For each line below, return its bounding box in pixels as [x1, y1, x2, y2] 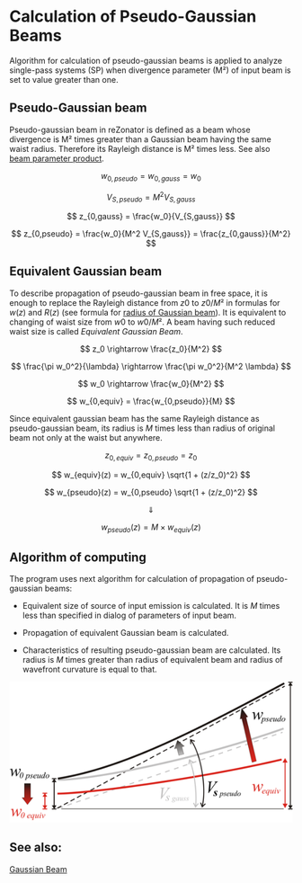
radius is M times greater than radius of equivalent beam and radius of [22, 655, 283, 665]
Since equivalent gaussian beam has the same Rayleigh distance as [9, 413, 260, 424]
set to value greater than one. [9, 74, 119, 85]
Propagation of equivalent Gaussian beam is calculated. [22, 628, 229, 638]
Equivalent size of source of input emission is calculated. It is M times [22, 601, 280, 611]
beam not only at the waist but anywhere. [9, 432, 164, 442]
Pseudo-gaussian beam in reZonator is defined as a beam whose [9, 124, 251, 135]
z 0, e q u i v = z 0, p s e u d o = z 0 [104, 450, 198, 462]
